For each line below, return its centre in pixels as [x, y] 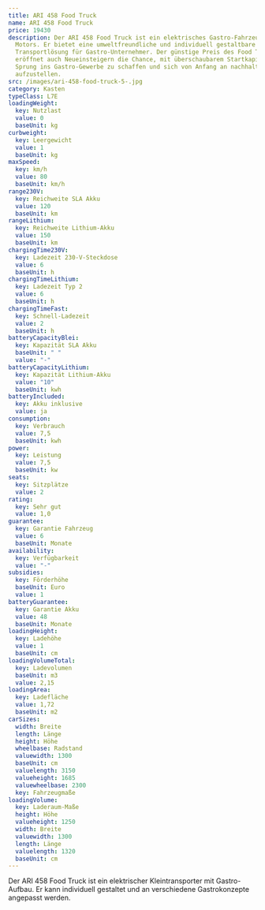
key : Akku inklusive [49, 404]
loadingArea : [30, 690]
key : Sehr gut [38, 507]
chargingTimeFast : [38, 308]
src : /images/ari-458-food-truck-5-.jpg [76, 81]
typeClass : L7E [33, 96]
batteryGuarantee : [38, 602]
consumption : [30, 419]
